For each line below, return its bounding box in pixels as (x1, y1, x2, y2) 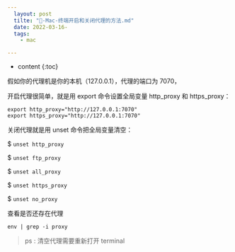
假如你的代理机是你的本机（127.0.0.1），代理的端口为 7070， (7, 77, 180, 86)
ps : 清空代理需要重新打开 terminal (24, 236, 125, 245)
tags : (13, 30, 30, 38)
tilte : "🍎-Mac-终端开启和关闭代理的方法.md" (13, 17, 134, 24)
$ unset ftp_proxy (7, 154, 62, 162)
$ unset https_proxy (7, 181, 67, 190)
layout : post (13, 10, 52, 18)
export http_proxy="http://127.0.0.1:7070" (7, 106, 138, 113)
